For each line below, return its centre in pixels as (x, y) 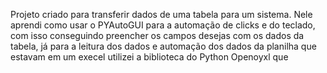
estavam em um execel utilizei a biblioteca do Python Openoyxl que (149, 57)
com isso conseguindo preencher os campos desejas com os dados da (157, 35)
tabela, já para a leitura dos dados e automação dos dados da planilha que (163, 46)
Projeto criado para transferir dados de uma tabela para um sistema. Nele (161, 14)
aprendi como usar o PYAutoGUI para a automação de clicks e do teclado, (163, 25)
